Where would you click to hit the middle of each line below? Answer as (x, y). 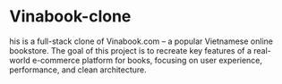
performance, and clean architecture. (78, 70)
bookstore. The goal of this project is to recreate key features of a (131, 50)
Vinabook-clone (70, 17)
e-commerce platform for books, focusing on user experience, (147, 60)
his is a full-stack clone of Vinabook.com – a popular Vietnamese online (141, 41)
